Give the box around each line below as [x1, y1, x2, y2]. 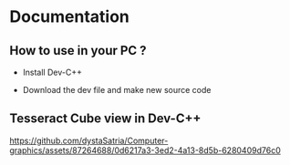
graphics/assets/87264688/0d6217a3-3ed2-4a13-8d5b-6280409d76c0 [9, 144, 281, 156]
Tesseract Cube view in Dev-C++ [9, 111, 202, 127]
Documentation [9, 6, 130, 27]
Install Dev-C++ [22, 67, 82, 77]
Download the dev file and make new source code [22, 85, 212, 95]
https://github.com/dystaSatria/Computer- [9, 135, 169, 146]
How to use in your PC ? [9, 43, 148, 58]
